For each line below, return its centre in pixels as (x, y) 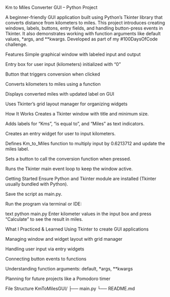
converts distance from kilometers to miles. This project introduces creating (85, 23)
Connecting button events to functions (46, 259)
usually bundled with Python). (37, 184)
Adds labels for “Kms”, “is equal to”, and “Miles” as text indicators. (75, 124)
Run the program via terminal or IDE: (44, 204)
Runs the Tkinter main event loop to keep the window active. (69, 169)
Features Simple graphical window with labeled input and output (73, 54)
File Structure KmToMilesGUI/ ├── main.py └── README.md (70, 289)
